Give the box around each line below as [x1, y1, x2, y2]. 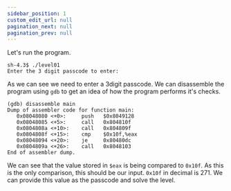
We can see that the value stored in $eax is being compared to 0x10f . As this [7, 161, 224, 170]
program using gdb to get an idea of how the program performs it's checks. [7, 87, 221, 95]
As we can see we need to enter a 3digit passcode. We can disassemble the [7, 80, 225, 89]
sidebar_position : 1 [7, 10, 67, 17]
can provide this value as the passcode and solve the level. [7, 176, 176, 184]
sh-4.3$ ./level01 [7, 62, 60, 69]
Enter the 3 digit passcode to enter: [7, 68, 119, 75]
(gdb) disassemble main [7, 101, 76, 108]
